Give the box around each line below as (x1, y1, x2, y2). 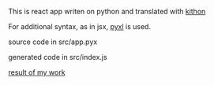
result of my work (8, 68, 66, 77)
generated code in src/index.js (8, 53, 108, 61)
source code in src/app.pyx (8, 37, 98, 46)
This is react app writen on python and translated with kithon (8, 7, 206, 16)
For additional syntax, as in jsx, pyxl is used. (8, 22, 152, 31)
